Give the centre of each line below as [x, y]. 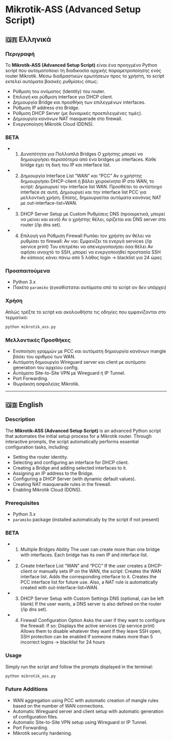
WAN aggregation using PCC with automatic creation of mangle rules [85, 700]
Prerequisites [22, 503]
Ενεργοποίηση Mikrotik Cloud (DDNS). [53, 124]
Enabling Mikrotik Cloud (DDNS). [47, 490]
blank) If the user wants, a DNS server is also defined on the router [91, 604]
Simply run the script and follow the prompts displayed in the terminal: [79, 667]
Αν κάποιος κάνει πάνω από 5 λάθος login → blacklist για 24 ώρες [91, 258]
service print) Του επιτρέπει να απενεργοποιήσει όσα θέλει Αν [87, 247]
